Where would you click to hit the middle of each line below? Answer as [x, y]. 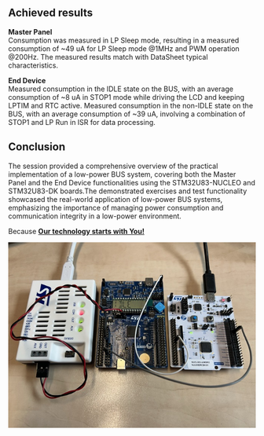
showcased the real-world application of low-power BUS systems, [115, 199]
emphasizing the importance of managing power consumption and [116, 207]
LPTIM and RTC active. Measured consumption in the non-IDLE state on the [131, 105]
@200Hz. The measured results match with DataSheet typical [108, 57]
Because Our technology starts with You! [77, 231]
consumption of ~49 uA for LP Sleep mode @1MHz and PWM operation [124, 48]
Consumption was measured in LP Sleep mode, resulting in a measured [124, 40]
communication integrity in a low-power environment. [95, 216]
